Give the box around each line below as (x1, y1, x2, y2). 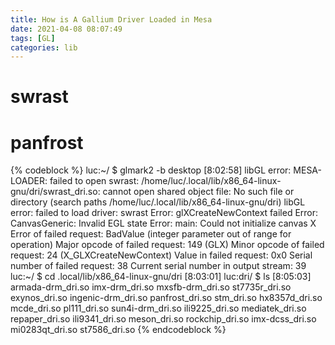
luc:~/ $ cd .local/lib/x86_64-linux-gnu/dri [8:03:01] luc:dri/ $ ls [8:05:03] (10, 271, 312, 283)
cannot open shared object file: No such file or (102, 186, 295, 198)
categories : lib (10, 42, 78, 53)
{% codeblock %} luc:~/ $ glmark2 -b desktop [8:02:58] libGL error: (10, 164, 292, 176)
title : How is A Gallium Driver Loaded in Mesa (10, 14, 213, 25)
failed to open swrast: (49, 175, 140, 187)
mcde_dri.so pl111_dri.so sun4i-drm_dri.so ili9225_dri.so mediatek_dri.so (10, 302, 307, 315)
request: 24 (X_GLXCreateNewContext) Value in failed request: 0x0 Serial (10, 249, 313, 261)
